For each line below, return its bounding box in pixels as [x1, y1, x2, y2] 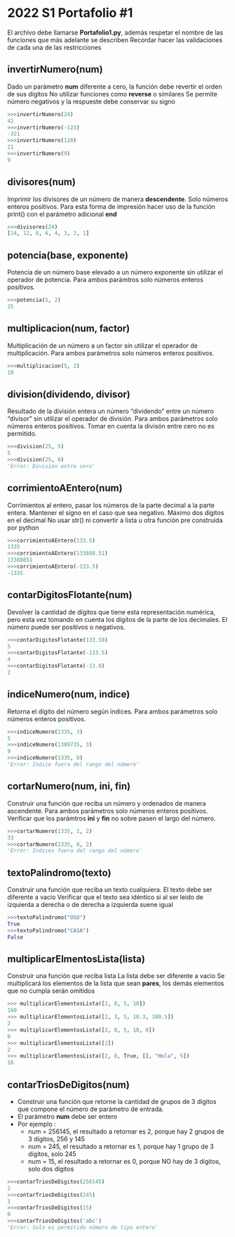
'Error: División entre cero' [7, 462, 96, 469]
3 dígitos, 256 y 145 [27, 1134, 86, 1143]
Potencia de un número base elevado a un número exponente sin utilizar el [7, 268, 223, 277]
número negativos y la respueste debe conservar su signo [7, 97, 175, 106]
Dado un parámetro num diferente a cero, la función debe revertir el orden [7, 82, 222, 91]
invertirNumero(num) [7, 63, 103, 75]
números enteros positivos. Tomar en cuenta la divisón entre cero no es [7, 422, 215, 431]
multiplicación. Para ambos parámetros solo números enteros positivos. [7, 348, 215, 357]
